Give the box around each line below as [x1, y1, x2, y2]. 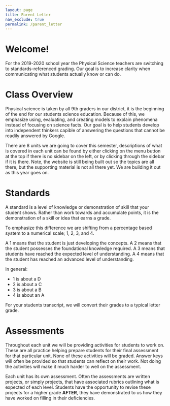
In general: [5, 266, 28, 272]
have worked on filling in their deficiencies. [5, 395, 95, 401]
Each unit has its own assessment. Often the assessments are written [5, 373, 151, 379]
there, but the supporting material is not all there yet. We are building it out [5, 164, 161, 170]
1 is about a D [12, 276, 41, 282]
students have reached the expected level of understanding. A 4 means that [5, 251, 164, 257]
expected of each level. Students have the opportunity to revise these [5, 384, 151, 390]
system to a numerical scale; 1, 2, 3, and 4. [5, 230, 94, 236]
